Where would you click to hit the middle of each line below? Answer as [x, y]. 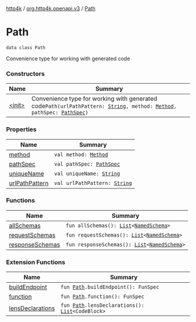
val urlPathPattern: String [93, 183]
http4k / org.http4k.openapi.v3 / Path [51, 8]
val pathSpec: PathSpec [87, 164]
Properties [21, 129]
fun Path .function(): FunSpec [102, 297]
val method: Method [81, 154]
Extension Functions [36, 262]
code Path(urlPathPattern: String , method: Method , [104, 106]
